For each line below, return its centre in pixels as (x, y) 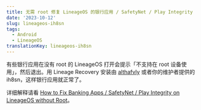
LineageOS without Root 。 (40, 100)
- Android (24, 35)
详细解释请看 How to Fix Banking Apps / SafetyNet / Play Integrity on (93, 92)
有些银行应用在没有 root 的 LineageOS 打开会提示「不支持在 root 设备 (94, 64)
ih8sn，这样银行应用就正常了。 (45, 79)
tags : (13, 29)
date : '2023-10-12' (31, 18)
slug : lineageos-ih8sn (35, 23)
